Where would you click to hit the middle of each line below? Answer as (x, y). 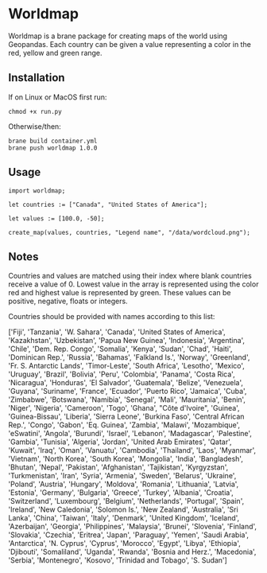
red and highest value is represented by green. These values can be (120, 293)
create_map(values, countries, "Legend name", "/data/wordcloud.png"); (129, 232)
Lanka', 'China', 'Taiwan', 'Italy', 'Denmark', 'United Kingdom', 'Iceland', (124, 518)
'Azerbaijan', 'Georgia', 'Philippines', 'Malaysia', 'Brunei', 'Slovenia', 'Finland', (132, 527)
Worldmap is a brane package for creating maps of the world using (118, 36)
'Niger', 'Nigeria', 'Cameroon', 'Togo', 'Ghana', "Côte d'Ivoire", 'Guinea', (124, 408)
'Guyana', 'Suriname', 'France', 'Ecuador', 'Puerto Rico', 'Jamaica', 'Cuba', (128, 392)
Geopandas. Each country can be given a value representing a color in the (130, 44)
